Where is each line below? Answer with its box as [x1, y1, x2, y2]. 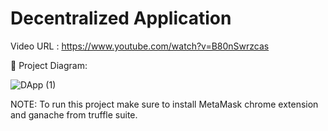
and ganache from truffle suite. [10, 108, 138, 121]
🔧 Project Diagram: [10, 59, 88, 71]
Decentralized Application [10, 7, 232, 30]
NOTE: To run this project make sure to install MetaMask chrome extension [10, 98, 319, 110]
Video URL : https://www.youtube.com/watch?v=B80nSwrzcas [10, 40, 270, 52]
